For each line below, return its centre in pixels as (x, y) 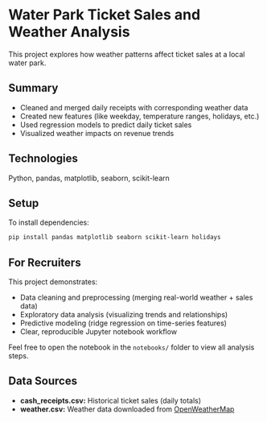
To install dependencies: (49, 222)
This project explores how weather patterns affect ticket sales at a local (127, 54)
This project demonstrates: (53, 282)
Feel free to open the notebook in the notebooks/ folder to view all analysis (131, 347)
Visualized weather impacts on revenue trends (97, 133)
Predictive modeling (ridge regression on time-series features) (123, 323)
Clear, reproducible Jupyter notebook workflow (99, 332)
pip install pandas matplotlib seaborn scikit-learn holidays (115, 238)
